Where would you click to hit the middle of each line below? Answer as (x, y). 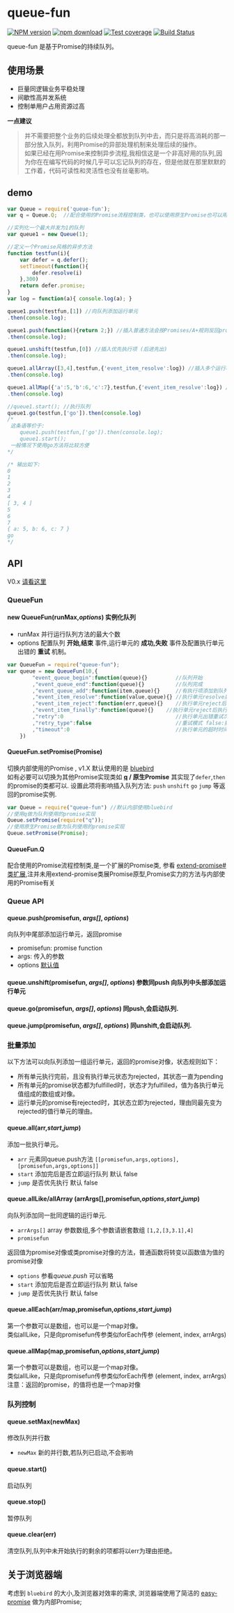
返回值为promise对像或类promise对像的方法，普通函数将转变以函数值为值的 (116, 1252)
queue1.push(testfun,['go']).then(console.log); (92, 433)
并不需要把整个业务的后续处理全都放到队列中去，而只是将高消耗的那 (122, 135)
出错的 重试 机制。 (44, 652)
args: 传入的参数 (41, 956)
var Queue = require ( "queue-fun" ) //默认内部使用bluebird (90, 807)
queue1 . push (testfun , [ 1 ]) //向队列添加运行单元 (73, 311)
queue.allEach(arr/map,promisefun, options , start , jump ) (89, 1309)
